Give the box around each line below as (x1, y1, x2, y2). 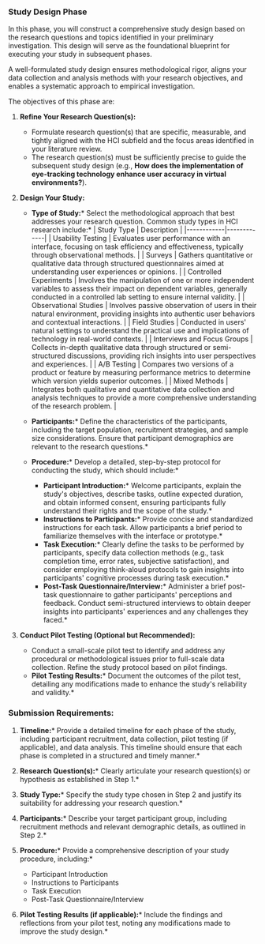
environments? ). (31, 178, 87, 187)
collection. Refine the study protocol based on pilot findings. (31, 663, 228, 672)
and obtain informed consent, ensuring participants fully (43, 498, 226, 507)
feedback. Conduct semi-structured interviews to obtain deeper (43, 599, 251, 608)
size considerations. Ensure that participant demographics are (31, 434, 234, 443)
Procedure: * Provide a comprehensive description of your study (19, 845, 230, 855)
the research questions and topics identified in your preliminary (8, 32, 215, 42)
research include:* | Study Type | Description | (31, 225, 183, 235)
